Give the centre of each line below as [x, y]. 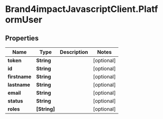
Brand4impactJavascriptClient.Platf [82, 9]
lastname [19, 85]
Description [74, 52]
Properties [22, 38]
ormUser [24, 20]
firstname [19, 77]
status [15, 101]
